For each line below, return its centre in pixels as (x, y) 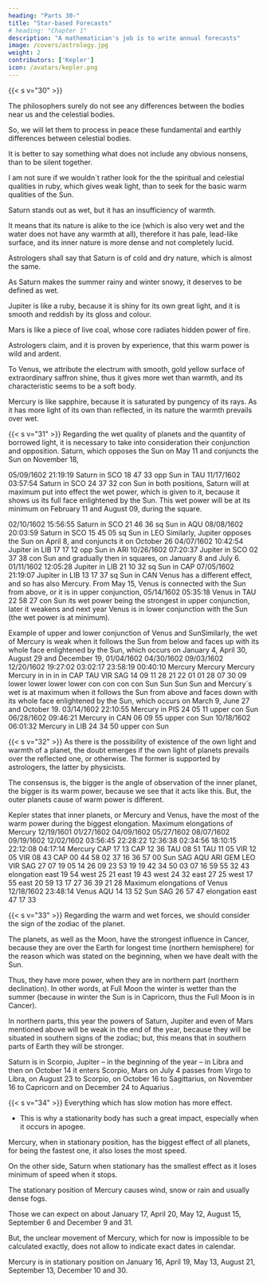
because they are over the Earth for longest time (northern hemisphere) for (132, 947)
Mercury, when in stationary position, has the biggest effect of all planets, (129, 1142)
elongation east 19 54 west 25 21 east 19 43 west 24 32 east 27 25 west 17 (131, 874)
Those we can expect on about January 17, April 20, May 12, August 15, (125, 1214)
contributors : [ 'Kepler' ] (51, 61)
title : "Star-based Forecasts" (60, 23)
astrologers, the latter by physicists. (67, 767)
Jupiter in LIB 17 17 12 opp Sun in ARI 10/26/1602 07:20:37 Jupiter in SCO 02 (133, 549)
